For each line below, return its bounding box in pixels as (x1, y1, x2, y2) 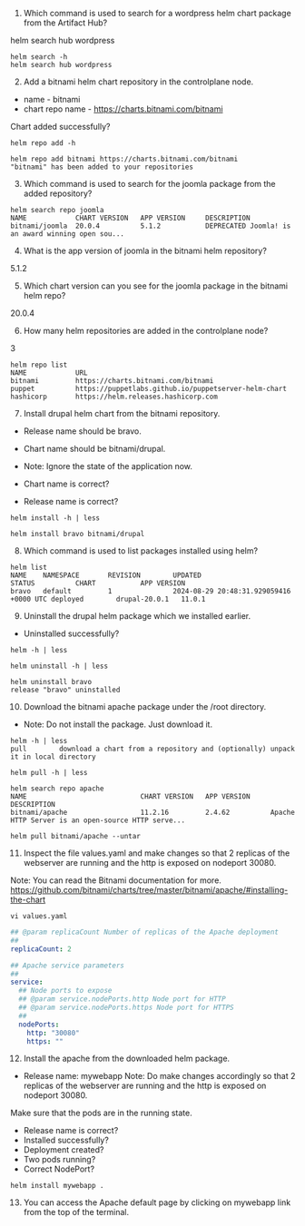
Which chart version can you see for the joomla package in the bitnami (23, 280, 289, 291)
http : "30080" (26, 1028, 80, 1037)
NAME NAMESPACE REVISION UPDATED (10, 571, 202, 580)
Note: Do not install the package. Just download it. (23, 719, 212, 730)
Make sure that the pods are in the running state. (10, 1107, 193, 1119)
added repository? (23, 188, 93, 199)
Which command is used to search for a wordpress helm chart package (23, 8, 291, 18)
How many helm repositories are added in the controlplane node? (23, 326, 269, 336)
